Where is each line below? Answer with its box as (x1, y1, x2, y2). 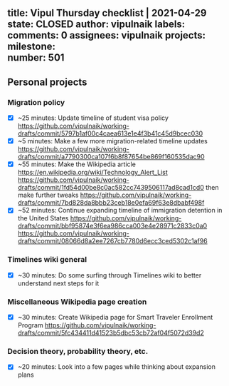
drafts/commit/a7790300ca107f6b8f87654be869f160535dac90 (17, 153, 205, 161)
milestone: (7, 41, 55, 53)
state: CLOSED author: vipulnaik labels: (7, 19, 186, 31)
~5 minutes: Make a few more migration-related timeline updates (17, 137, 208, 146)
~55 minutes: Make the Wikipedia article (17, 160, 137, 168)
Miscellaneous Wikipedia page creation (7, 297, 147, 307)
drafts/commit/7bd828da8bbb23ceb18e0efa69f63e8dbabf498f (17, 198, 205, 207)
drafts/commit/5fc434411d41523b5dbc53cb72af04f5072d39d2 (17, 329, 204, 337)
